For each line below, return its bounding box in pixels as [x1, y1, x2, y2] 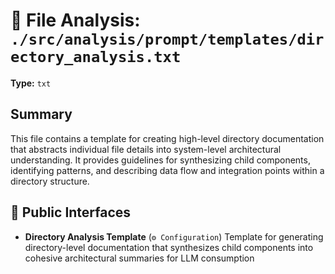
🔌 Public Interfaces [10, 204, 132, 221]
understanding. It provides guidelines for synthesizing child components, [10, 154, 311, 166]
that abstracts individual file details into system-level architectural [10, 143, 282, 155]
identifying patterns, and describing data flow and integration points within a [10, 164, 325, 176]
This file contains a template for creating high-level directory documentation [10, 132, 325, 144]
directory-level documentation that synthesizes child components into [24, 241, 314, 253]
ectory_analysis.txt [10, 48, 182, 67]
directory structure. [10, 175, 90, 187]
